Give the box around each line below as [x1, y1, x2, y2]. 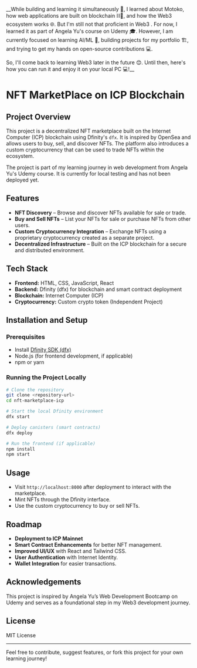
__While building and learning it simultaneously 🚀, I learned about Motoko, [6, 6, 185, 12]
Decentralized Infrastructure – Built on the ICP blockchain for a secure [14, 240, 187, 247]
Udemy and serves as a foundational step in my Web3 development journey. [6, 598, 191, 606]
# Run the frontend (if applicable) [6, 441, 96, 447]
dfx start [6, 414, 30, 420]
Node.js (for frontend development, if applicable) [14, 352, 133, 359]
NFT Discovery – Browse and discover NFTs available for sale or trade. [14, 209, 186, 216]
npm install [6, 446, 35, 452]
